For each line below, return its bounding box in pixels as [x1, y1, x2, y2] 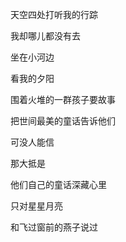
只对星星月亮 [10, 200, 63, 212]
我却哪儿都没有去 [10, 30, 81, 42]
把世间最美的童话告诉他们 [10, 115, 116, 127]
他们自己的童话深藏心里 [10, 179, 107, 190]
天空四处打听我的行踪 [10, 9, 98, 20]
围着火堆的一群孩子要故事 [10, 94, 116, 105]
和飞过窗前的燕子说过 [10, 221, 98, 233]
